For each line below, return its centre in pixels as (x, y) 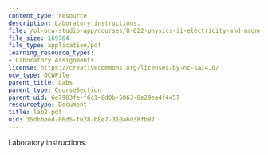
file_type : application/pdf (55, 46)
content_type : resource (48, 16)
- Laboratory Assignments (51, 61)
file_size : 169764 (39, 38)
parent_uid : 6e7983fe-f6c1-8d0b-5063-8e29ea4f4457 (94, 97)
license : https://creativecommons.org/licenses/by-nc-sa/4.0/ (114, 68)
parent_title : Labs (41, 82)
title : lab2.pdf (35, 113)
